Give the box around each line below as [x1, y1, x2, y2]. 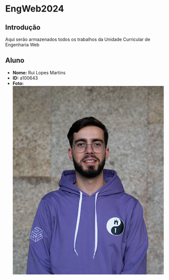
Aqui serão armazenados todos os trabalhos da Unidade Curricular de [5, 36, 150, 42]
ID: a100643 [12, 75, 38, 81]
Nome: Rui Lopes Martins [12, 69, 66, 75]
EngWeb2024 [5, 3, 64, 15]
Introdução [5, 23, 41, 32]
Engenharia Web [5, 42, 40, 48]
